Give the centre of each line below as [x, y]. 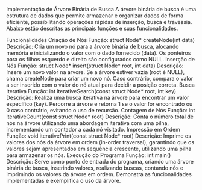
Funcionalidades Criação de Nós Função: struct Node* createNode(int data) [100, 40]
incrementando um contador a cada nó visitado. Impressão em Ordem [93, 130]
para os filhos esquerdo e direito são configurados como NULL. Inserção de [100, 59]
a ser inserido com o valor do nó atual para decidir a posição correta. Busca [100, 85]
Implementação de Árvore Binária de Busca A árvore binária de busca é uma [101, 9]
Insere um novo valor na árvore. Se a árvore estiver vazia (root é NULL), [96, 72]
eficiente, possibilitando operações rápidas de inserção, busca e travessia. [99, 22]
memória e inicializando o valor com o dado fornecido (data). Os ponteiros [99, 53]
